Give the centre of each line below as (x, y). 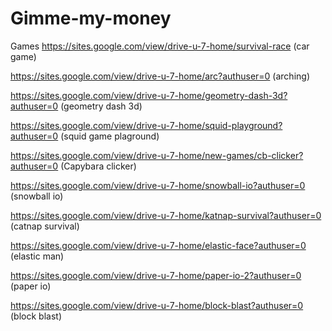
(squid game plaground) (110, 136)
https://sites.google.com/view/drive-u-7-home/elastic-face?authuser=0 (158, 245)
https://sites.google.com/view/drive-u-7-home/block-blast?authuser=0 (157, 305)
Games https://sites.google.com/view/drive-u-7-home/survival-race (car (160, 46)
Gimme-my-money (91, 18)
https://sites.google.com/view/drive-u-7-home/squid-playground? (146, 125)
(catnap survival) (45, 226)
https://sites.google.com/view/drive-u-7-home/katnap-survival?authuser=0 (166, 215)
